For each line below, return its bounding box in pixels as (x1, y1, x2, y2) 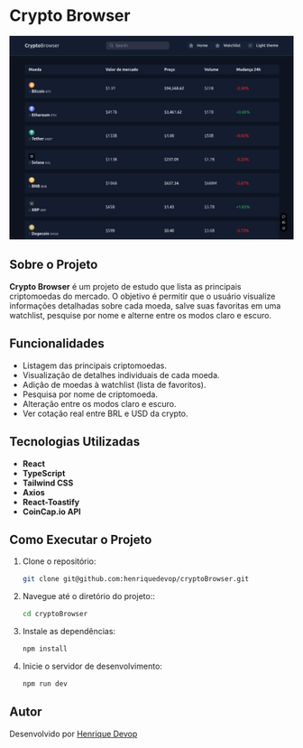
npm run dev (22, 679, 68, 688)
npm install (22, 644, 68, 654)
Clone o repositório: (22, 556, 96, 567)
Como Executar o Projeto (9, 531, 152, 547)
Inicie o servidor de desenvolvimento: (22, 660, 162, 671)
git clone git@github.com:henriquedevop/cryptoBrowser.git (22, 575, 250, 584)
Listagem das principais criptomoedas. (22, 360, 167, 371)
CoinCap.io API (22, 506, 81, 517)
